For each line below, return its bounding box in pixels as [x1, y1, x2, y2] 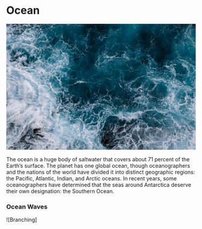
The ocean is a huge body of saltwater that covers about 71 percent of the [6, 155, 190, 162]
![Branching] [6, 216, 37, 223]
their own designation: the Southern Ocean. [6, 187, 114, 195]
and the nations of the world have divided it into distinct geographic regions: [6, 168, 195, 176]
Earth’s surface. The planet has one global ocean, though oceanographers [6, 162, 191, 169]
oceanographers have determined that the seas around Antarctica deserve [6, 181, 191, 188]
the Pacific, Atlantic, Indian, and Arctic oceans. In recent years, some [6, 174, 177, 182]
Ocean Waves [6, 202, 48, 210]
